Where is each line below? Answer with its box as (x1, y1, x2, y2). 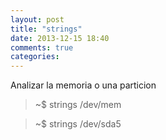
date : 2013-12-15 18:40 (10, 33, 110, 43)
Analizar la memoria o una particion (10, 79, 157, 91)
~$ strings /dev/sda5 (34, 118, 122, 130)
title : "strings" (10, 24, 83, 34)
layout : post (10, 14, 65, 25)
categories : (10, 52, 60, 62)
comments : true (10, 42, 74, 53)
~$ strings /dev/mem (34, 99, 122, 111)
